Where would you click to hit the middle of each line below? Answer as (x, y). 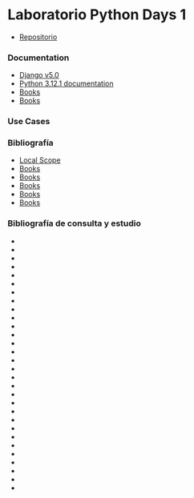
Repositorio (38, 37)
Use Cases (29, 122)
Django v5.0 (39, 75)
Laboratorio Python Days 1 (97, 15)
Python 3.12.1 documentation (66, 84)
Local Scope (40, 160)
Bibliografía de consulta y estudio (75, 223)
